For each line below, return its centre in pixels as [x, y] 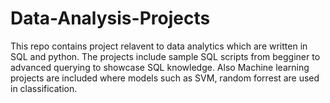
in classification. [44, 88]
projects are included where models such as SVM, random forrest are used [165, 78]
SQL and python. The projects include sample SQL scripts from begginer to [165, 56]
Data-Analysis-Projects [110, 18]
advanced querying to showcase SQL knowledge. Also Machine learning [160, 67]
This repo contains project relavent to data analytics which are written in [159, 46]
